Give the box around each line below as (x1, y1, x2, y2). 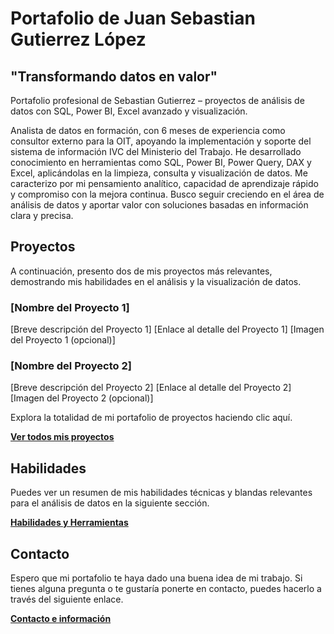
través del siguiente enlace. (10, 593, 124, 606)
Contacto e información (10, 613, 112, 625)
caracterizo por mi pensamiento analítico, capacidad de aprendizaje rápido (10, 178, 319, 189)
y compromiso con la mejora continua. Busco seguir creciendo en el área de (10, 188, 325, 200)
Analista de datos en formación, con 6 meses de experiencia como (10, 125, 286, 136)
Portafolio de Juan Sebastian (10, 7, 256, 30)
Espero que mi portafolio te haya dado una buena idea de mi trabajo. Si (10, 572, 303, 584)
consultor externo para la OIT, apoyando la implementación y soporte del (10, 135, 312, 147)
